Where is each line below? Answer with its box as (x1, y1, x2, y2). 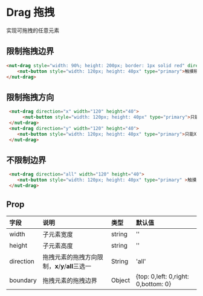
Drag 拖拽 (6, 5, 55, 19)
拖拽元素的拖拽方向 (42, 252, 98, 261)
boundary (9, 276, 37, 284)
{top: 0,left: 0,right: (135, 272, 189, 280)
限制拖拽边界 (6, 46, 54, 56)
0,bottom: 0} (135, 280, 172, 288)
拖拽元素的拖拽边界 (42, 276, 98, 284)
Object (111, 276, 130, 284)
